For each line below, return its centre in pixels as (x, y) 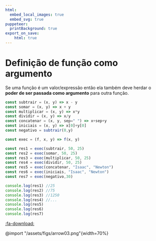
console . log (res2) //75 (30, 190)
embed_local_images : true (37, 15)
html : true (26, 38)
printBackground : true (33, 29)
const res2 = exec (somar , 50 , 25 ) (42, 153)
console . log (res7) (24, 214)
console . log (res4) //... (31, 200)
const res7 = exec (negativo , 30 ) (39, 177)
